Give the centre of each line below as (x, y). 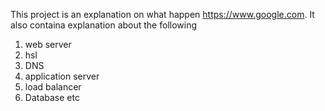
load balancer (53, 87)
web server (48, 44)
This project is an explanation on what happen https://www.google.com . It (162, 14)
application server (62, 76)
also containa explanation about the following (104, 25)
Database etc (52, 97)
